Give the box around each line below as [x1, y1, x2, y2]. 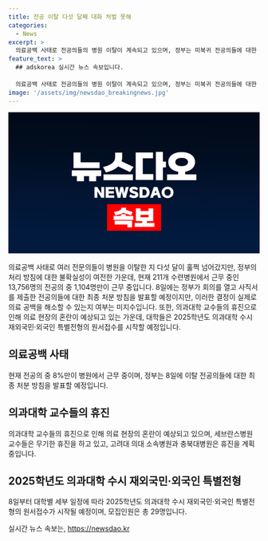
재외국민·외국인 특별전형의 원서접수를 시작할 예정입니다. [8, 322, 181, 331]
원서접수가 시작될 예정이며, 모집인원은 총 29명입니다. [22, 507, 187, 516]
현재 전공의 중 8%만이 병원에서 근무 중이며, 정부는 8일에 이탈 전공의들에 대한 [8, 370, 247, 380]
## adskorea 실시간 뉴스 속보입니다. [15, 64, 124, 72]
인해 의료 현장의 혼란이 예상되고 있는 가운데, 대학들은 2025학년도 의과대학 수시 [8, 312, 253, 322]
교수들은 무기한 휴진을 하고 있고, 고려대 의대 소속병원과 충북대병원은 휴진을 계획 [8, 439, 255, 448]
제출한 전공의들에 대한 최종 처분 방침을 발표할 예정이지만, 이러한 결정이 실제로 [16, 292, 258, 302]
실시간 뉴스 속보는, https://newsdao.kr [8, 523, 130, 534]
